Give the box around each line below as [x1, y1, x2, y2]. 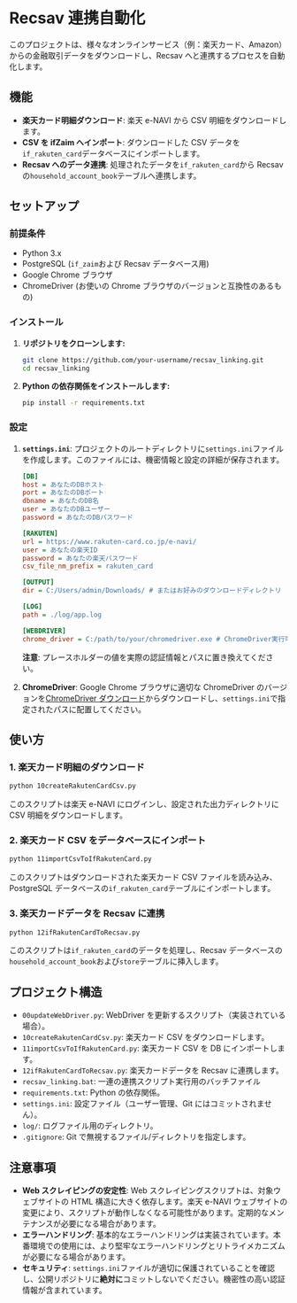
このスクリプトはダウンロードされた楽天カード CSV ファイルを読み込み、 [9, 872, 278, 882]
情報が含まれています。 [21, 1285, 107, 1296]
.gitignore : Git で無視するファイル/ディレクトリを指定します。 [21, 1131, 251, 1143]
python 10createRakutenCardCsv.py [9, 781, 137, 791]
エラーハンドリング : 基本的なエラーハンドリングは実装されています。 [21, 1229, 274, 1240]
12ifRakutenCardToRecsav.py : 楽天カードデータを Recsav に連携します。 [21, 1065, 285, 1076]
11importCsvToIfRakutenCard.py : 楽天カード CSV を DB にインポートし [21, 1043, 278, 1054]
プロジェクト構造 [9, 984, 103, 999]
